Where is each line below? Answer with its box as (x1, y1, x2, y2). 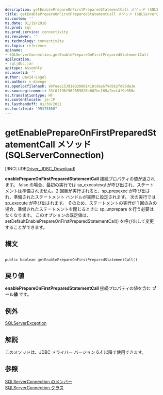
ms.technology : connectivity (5, 39, 64, 44)
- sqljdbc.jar (5, 61, 34, 66)
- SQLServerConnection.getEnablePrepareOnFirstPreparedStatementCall (5, 52, 149, 57)
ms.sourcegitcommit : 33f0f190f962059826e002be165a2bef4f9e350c (5, 88, 136, 93)
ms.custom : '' (5, 16, 34, 21)
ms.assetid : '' (5, 70, 36, 75)
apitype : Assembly (5, 66, 42, 71)
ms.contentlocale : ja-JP (5, 98, 55, 102)
